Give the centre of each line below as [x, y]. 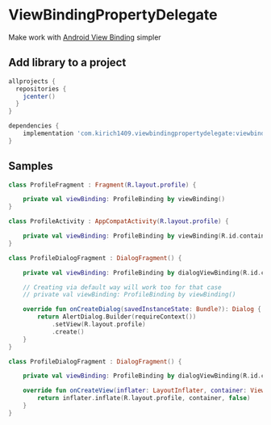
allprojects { [32, 81]
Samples [31, 166]
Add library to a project [67, 63]
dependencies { [34, 126]
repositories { [41, 89]
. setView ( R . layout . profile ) [99, 325]
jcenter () [40, 96]
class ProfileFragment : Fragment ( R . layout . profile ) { [102, 185]
